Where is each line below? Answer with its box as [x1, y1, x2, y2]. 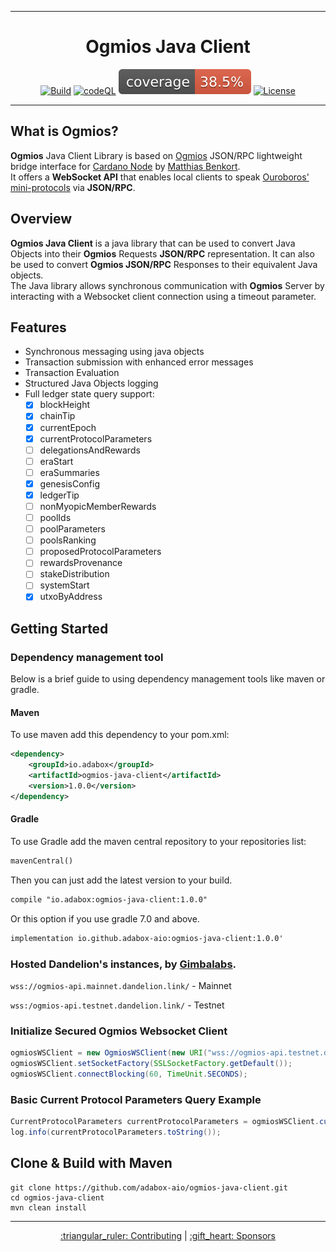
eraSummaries [39, 466, 100, 478]
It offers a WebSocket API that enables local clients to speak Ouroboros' [10, 171, 310, 183]
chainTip [39, 410, 76, 422]
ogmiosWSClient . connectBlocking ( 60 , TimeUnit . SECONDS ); [10, 1069, 248, 1079]
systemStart [39, 579, 90, 591]
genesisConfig [39, 477, 100, 490]
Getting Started [10, 620, 109, 637]
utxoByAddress [39, 591, 103, 603]
